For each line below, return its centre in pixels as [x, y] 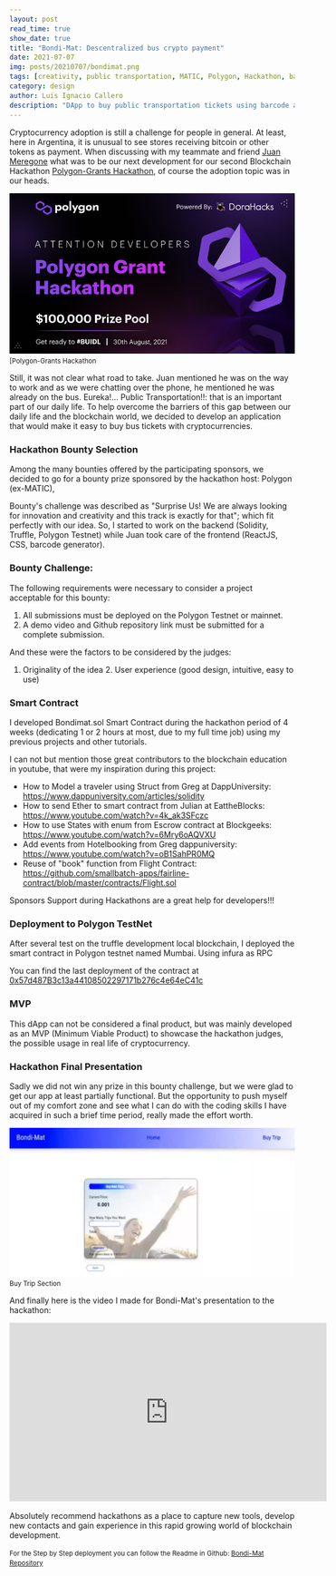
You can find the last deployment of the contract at [104, 971]
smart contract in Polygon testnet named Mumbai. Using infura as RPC [141, 953]
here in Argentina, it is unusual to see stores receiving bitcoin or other [139, 141]
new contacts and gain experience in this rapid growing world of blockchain [151, 1526]
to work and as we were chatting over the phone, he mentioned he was [142, 388]
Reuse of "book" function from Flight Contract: [110, 864]
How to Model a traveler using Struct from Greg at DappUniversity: [147, 787]
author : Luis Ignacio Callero [67, 95]
